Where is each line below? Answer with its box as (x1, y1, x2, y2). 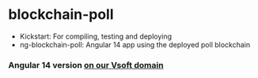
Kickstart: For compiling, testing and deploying (19, 32, 173, 41)
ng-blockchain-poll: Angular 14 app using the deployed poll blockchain (19, 39, 251, 49)
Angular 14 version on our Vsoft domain (8, 59, 164, 70)
